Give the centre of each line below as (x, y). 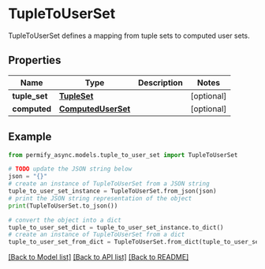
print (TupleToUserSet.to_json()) (63, 206)
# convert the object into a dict (65, 220)
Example (30, 137)
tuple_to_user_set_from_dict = (60, 242)
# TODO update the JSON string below (70, 169)
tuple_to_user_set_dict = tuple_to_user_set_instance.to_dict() (116, 227)
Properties (35, 60)
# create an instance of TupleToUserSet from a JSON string (109, 184)
